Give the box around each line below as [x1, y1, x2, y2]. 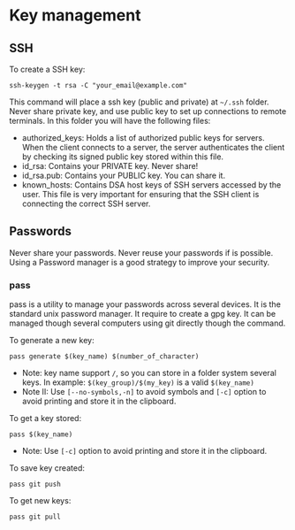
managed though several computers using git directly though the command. [9, 318, 286, 328]
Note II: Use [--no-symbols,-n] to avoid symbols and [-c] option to [21, 387, 267, 397]
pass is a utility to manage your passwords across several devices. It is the [9, 299, 281, 310]
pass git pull [9, 512, 62, 522]
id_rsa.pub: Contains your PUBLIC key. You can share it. [21, 170, 226, 181]
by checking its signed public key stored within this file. [21, 151, 223, 162]
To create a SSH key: [9, 64, 86, 74]
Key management [9, 5, 141, 26]
